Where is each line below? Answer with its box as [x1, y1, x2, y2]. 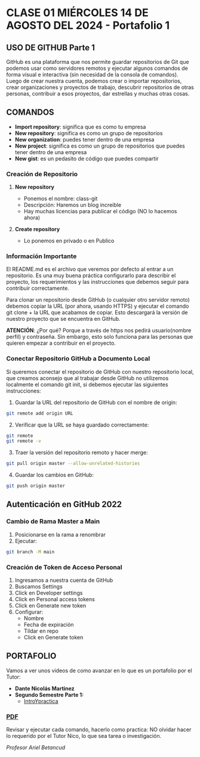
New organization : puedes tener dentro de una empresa [14, 136, 155, 143]
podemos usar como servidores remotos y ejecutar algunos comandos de [6, 65, 188, 72]
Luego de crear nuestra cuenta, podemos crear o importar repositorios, [6, 78, 182, 84]
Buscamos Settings [14, 583, 63, 590]
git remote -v [6, 438, 42, 445]
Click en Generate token [23, 633, 84, 640]
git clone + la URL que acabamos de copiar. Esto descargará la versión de [6, 309, 188, 316]
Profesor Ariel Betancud [6, 744, 66, 751]
